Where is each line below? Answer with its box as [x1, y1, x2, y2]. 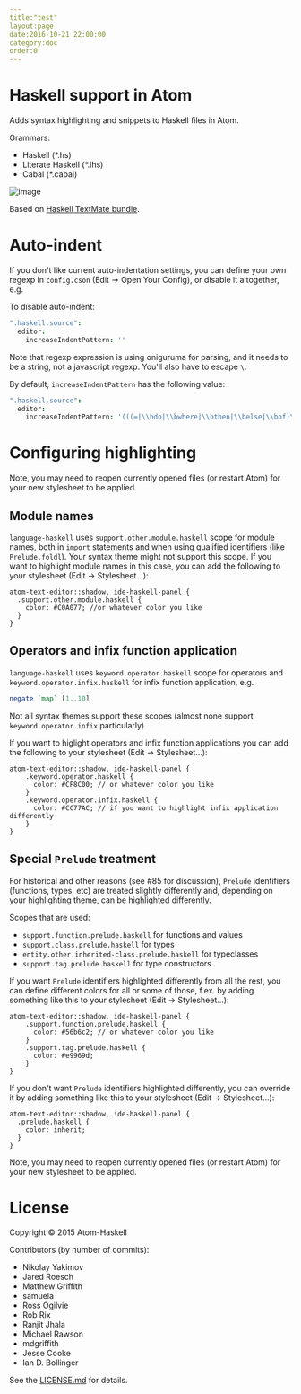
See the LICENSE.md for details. [9, 1375, 128, 1386]
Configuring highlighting [9, 443, 197, 463]
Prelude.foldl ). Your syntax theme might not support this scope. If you [9, 551, 272, 561]
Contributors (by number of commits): [9, 1245, 150, 1256]
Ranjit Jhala [21, 1319, 65, 1330]
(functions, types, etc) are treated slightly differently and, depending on [9, 885, 273, 896]
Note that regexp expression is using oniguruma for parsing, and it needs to [9, 351, 288, 362]
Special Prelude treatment [9, 851, 157, 867]
